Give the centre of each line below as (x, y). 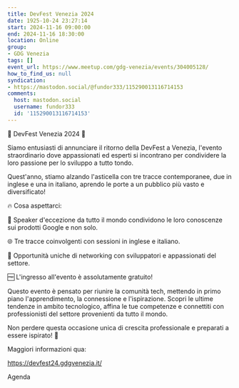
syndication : (27, 80)
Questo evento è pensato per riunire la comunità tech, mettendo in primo (114, 291)
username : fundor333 (44, 107)
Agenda (19, 377)
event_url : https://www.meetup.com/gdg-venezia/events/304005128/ (108, 67)
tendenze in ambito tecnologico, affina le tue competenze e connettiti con (116, 306)
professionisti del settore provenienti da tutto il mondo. (88, 314)
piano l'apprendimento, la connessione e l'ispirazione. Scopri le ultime (111, 298)
